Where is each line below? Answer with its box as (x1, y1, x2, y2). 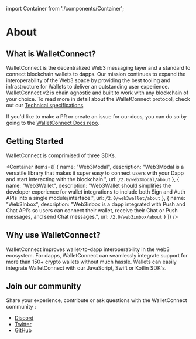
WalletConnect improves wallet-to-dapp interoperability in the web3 (6, 246, 170, 253)
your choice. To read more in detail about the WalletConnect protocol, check (6, 96, 190, 102)
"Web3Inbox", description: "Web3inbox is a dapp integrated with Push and (6, 201, 185, 208)
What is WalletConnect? (6, 49, 97, 59)
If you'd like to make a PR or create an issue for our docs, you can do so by (6, 113, 187, 120)
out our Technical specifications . (6, 102, 85, 109)
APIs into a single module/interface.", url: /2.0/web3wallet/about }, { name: (6, 194, 185, 201)
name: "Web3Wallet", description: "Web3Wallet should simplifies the (6, 182, 171, 189)
